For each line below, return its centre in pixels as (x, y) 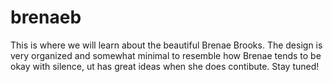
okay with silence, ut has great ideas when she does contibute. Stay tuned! (165, 66)
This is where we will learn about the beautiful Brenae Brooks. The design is (166, 45)
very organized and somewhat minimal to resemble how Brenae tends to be (166, 55)
